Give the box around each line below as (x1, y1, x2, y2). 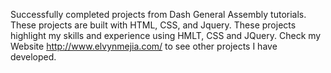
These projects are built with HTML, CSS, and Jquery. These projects (10, 19, 297, 31)
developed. (10, 51, 57, 63)
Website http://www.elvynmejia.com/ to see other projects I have (10, 40, 278, 52)
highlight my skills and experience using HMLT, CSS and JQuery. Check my (10, 30, 322, 41)
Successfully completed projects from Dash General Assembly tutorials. (10, 9, 307, 20)
